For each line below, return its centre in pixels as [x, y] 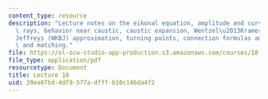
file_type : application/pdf [55, 61]
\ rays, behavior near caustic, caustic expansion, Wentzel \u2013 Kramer [139, 30]
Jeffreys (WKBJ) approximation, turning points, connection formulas [133, 38]
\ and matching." [44, 46]
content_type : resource [48, 16]
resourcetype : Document [48, 68]
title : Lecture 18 [39, 75]
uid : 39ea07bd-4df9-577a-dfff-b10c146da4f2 [82, 82]
